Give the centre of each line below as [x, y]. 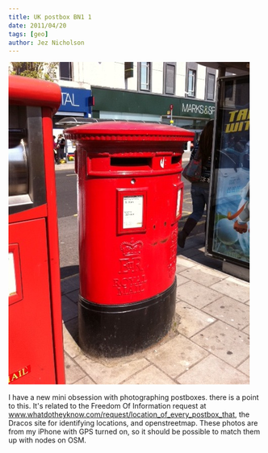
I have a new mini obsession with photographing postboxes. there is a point [134, 397]
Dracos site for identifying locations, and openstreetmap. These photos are [133, 423]
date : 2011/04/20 [38, 25]
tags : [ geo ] [28, 34]
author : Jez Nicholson [46, 43]
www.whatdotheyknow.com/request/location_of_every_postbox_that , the [129, 414]
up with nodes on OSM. [48, 440]
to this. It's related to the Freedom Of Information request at [107, 406]
